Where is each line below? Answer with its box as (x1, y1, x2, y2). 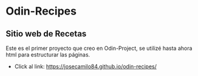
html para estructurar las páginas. (5, 51, 90, 58)
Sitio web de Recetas (5, 29, 87, 39)
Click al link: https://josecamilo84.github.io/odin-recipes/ (14, 63, 157, 70)
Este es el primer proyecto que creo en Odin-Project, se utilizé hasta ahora (5, 44, 193, 52)
